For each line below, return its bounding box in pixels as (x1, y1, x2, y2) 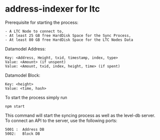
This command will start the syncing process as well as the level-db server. (5, 112, 156, 118)
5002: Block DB (5, 131, 40, 136)
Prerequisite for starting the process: (5, 19, 79, 25)
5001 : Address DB (5, 127, 45, 132)
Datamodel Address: (5, 46, 46, 52)
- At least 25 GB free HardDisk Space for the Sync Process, (5, 33, 131, 38)
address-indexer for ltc (5, 3, 100, 15)
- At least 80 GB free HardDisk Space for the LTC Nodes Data (5, 37, 133, 42)
